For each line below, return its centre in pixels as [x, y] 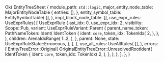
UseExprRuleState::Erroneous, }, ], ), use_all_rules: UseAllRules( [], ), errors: [82, 44]
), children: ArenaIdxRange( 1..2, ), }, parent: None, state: [62, 38]
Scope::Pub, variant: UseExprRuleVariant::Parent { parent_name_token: [77, 28]
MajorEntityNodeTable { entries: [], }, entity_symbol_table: [63, 12]
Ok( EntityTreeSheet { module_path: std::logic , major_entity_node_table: [79, 7]
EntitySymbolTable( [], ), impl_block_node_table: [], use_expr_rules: [73, 17]
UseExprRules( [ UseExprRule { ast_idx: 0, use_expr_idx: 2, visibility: [74, 23]
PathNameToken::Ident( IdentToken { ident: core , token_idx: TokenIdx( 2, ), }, [82, 33]
